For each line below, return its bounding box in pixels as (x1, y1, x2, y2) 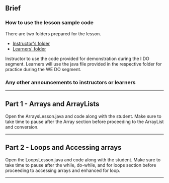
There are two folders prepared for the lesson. (5, 30, 102, 37)
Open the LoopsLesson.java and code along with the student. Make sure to (5, 156, 161, 163)
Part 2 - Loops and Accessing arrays (5, 143, 122, 152)
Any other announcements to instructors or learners (5, 79, 136, 86)
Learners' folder (12, 45, 46, 52)
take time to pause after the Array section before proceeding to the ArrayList (5, 118, 164, 125)
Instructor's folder (12, 40, 50, 46)
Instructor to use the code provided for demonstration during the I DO (5, 55, 150, 62)
